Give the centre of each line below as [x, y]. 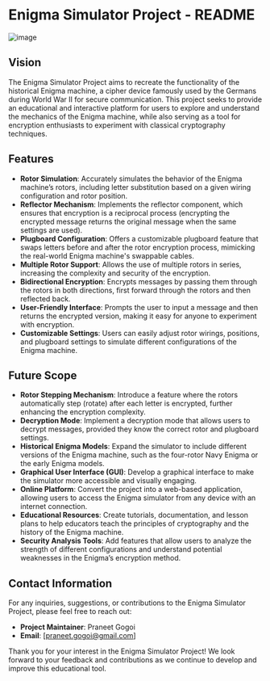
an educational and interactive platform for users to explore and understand [134, 107]
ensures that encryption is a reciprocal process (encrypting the [125, 212]
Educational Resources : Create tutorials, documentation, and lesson [134, 515]
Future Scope [43, 375]
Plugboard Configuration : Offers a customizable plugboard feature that [139, 238]
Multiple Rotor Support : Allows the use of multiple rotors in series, [131, 264]
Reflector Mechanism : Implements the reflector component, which [131, 204]
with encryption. [47, 324]
